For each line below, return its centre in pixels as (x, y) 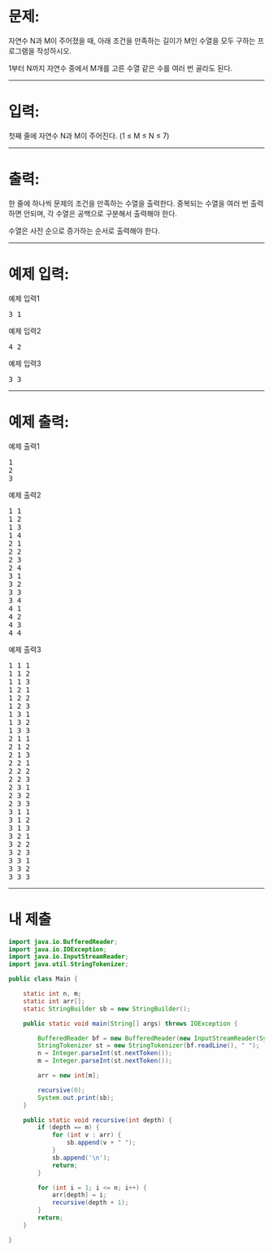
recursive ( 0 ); (61, 1090)
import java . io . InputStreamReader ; (69, 957)
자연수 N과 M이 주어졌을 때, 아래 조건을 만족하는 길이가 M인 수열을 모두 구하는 (132, 41)
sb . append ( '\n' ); (81, 1158)
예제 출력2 (25, 495)
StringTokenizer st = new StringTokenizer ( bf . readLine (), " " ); (149, 1046)
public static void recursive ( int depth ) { (98, 1120)
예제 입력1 (24, 298)
